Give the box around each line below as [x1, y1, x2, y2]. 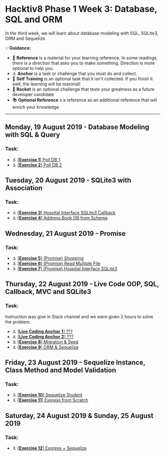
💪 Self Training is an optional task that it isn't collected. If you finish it [12, 75, 153, 82]
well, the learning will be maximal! [12, 81, 81, 87]
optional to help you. [12, 65, 54, 71]
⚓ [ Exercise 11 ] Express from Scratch [12, 397, 88, 403]
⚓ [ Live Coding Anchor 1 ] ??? [12, 328, 73, 334]
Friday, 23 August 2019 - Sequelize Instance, [5, 358, 146, 367]
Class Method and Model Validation [5, 366, 116, 375]
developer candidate [12, 91, 55, 97]
